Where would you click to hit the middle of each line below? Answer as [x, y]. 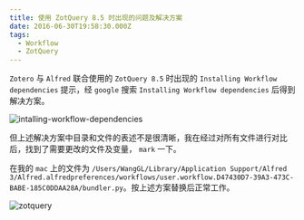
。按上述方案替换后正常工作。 [179, 187]
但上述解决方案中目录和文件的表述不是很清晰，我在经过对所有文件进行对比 [148, 138]
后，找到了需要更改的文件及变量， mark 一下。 [95, 149]
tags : [20, 34]
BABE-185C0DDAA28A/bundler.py [67, 188]
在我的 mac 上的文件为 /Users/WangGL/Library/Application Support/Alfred [148, 168]
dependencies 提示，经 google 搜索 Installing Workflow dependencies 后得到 [152, 90]
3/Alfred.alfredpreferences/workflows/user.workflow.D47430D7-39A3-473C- [152, 177]
